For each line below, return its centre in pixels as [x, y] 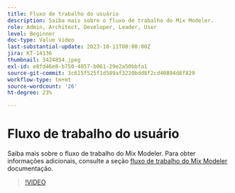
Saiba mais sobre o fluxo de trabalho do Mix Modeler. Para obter [102, 153]
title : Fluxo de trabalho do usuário [63, 14]
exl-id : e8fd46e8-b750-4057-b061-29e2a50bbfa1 [77, 66]
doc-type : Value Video [41, 40]
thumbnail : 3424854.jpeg [44, 60]
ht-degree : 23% [30, 93]
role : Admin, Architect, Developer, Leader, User [82, 27]
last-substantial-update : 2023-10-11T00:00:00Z [79, 47]
